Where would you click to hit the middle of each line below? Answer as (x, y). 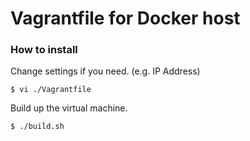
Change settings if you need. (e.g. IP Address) (105, 71)
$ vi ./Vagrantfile (51, 90)
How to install (44, 50)
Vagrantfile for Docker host (125, 18)
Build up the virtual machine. (69, 108)
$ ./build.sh (37, 127)
